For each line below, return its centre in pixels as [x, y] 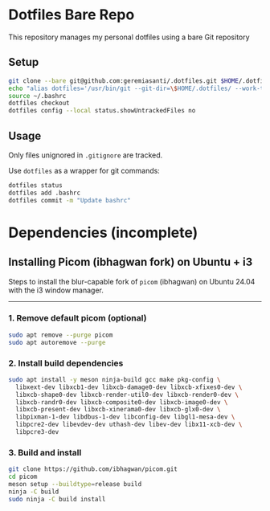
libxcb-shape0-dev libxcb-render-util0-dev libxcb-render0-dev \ [127, 394]
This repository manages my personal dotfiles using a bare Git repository [129, 37]
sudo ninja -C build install [57, 499]
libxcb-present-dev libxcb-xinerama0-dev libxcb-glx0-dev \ [118, 410]
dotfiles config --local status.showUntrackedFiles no [102, 111]
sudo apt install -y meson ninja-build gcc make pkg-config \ [115, 379]
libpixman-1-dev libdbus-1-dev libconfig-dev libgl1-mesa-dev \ [125, 417]
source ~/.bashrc [37, 96]
